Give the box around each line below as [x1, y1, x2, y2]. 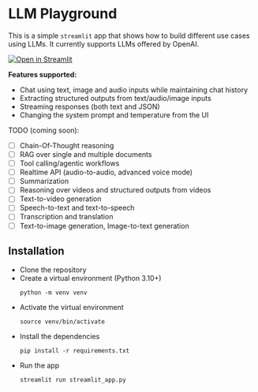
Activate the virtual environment [19, 303, 124, 312]
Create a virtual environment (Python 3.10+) [19, 274, 162, 283]
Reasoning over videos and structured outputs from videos [19, 185, 211, 195]
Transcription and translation [19, 212, 114, 222]
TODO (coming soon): [8, 125, 80, 135]
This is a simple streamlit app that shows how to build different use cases [8, 31, 250, 40]
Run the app [19, 360, 60, 371]
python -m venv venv [19, 289, 88, 297]
